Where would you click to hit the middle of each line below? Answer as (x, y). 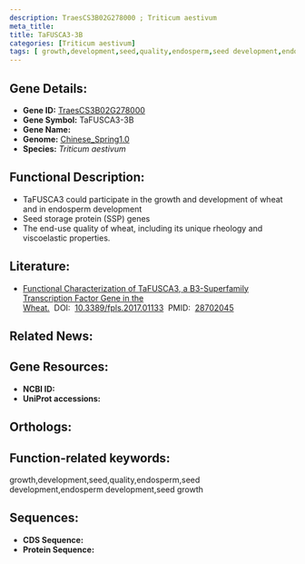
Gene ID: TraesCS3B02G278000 (84, 110)
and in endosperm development (82, 209)
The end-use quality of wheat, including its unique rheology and (143, 228)
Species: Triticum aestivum (74, 148)
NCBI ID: (39, 389)
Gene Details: (49, 89)
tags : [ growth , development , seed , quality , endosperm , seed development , (146, 52)
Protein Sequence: (59, 549)
